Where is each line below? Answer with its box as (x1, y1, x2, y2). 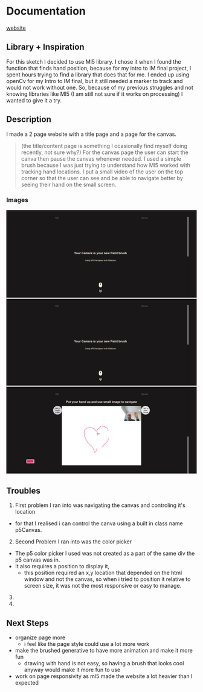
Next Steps (6, 617, 49, 628)
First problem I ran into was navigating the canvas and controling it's (14, 502, 185, 509)
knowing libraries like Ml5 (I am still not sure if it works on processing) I (6, 90, 183, 98)
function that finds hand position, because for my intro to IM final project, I (6, 64, 192, 72)
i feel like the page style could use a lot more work (24, 640, 150, 648)
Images (6, 196, 29, 204)
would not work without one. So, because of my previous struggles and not (6, 84, 193, 91)
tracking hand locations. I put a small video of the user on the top (21, 168, 183, 175)
